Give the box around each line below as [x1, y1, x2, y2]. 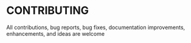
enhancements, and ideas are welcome [6, 30, 105, 37]
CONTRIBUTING [6, 4, 89, 18]
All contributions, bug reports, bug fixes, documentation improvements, [6, 24, 186, 31]
